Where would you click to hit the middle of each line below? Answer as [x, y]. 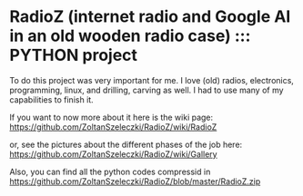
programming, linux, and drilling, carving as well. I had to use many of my [146, 90]
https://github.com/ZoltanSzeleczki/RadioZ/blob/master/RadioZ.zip [135, 181]
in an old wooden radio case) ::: [130, 36]
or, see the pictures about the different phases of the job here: [126, 144]
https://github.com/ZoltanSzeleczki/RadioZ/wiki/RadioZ [113, 127]
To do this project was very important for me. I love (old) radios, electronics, [151, 80]
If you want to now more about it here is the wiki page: [111, 117]
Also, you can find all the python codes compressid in [110, 171]
